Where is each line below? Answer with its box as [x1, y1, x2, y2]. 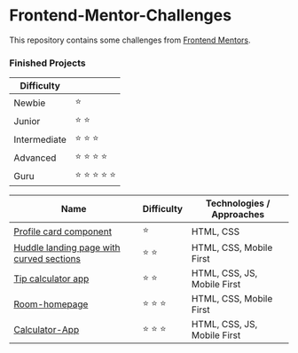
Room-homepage [13, 298, 89, 310]
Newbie [13, 97, 46, 109]
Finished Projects [9, 57, 86, 69]
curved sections [13, 253, 82, 265]
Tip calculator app [13, 272, 90, 285]
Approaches [211, 208, 265, 221]
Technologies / [205, 197, 271, 209]
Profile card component [13, 225, 113, 238]
